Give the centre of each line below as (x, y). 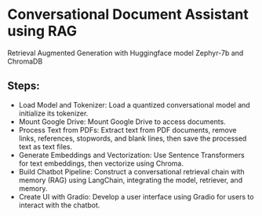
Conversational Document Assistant (128, 15)
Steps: (24, 86)
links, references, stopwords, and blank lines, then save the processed (133, 138)
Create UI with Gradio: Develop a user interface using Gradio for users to (136, 196)
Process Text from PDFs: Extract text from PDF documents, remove (127, 130)
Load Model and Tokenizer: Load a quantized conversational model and (134, 104)
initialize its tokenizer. (53, 113)
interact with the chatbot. (59, 205)
